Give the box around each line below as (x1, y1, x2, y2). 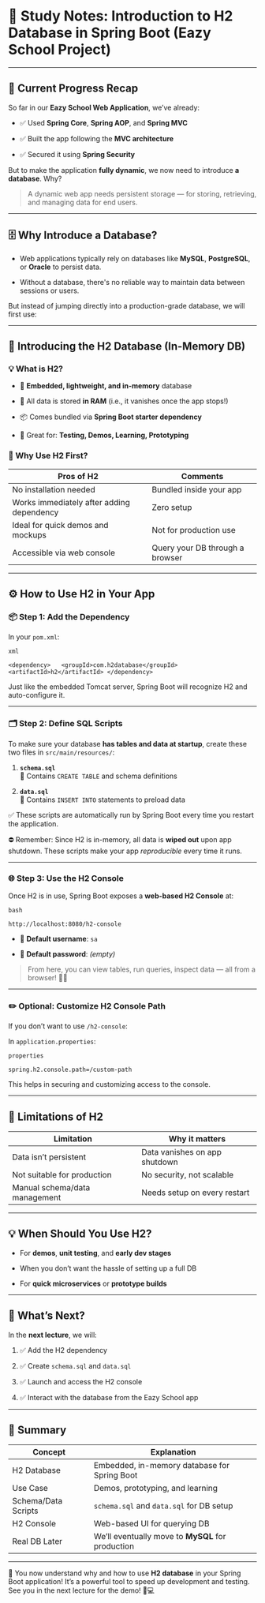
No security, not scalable (141, 1169, 234, 1180)
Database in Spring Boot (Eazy (8, 24, 211, 42)
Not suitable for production (12, 1169, 112, 1180)
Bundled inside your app (151, 484, 242, 495)
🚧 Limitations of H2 (8, 1110, 104, 1123)
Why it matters (168, 1133, 226, 1144)
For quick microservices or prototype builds (19, 1279, 167, 1288)
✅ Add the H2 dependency (19, 1345, 108, 1354)
